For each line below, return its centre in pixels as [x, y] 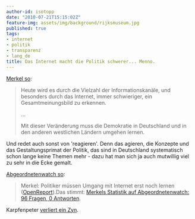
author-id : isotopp [30, 12]
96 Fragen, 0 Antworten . [51, 198]
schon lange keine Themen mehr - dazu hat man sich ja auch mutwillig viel [97, 156]
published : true [26, 28]
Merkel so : [19, 79]
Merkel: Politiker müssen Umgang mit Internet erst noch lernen [97, 186]
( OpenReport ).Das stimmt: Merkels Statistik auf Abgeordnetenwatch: [105, 192]
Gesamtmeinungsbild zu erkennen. [64, 102]
